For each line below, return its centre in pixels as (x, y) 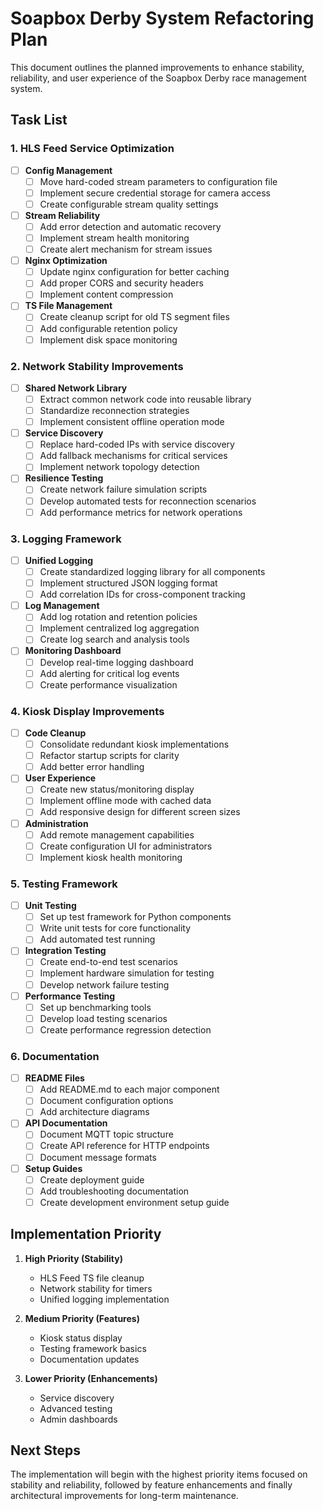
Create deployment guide (92, 1179)
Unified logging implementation (104, 1299)
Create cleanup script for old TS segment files (134, 317)
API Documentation (66, 1123)
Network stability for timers (96, 1288)
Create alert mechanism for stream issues (126, 249)
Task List (39, 120)
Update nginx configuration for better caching (134, 272)
